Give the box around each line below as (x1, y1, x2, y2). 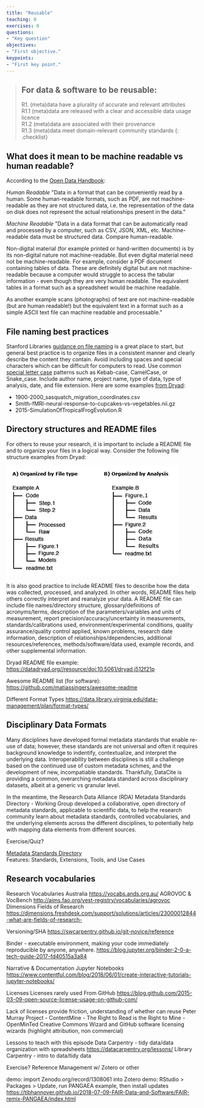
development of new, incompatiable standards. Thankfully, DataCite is (6, 768, 182, 776)
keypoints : (6, 55, 34, 61)
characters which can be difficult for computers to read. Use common (6, 362, 181, 370)
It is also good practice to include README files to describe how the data (6, 582, 190, 589)
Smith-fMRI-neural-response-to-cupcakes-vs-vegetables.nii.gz (15, 400, 175, 408)
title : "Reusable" (6, 10, 53, 16)
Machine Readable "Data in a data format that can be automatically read (6, 220, 188, 227)
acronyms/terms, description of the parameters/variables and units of (6, 608, 181, 615)
